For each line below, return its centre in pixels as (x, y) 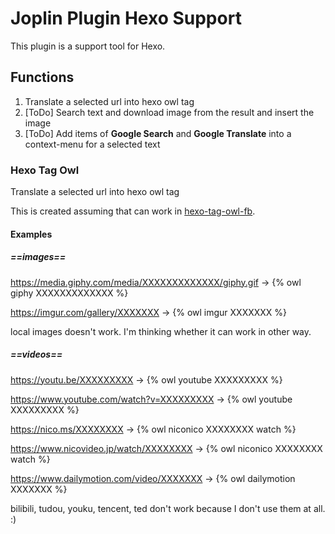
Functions (42, 77)
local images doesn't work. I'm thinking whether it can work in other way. (161, 331)
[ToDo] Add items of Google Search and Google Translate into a (158, 133)
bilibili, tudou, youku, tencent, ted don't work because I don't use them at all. (168, 508)
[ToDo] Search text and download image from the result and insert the (169, 112)
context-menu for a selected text (92, 144)
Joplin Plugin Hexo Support (126, 18)
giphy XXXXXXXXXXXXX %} (69, 293)
